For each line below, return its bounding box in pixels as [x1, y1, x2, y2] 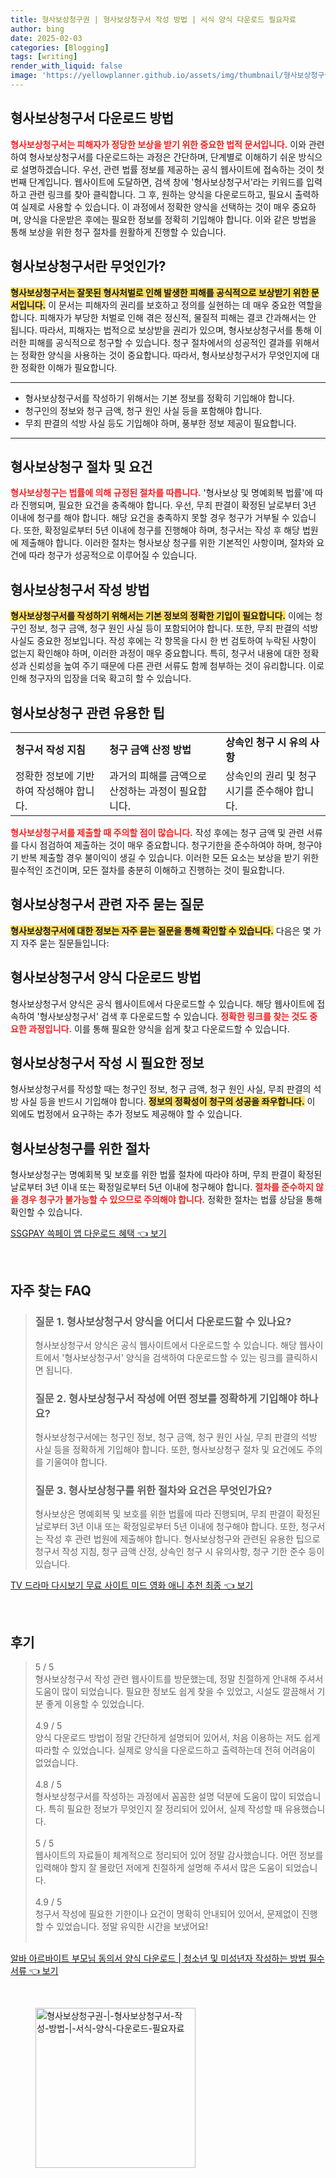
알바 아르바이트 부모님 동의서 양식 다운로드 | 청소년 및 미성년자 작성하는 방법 [10, 1952, 307, 1965]
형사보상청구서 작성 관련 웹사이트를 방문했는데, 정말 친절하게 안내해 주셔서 [34, 1673, 324, 1685]
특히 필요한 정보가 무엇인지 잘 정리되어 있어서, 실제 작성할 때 [48, 1803, 283, 1815]
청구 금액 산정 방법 [109, 742, 192, 756]
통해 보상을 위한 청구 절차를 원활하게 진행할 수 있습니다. [10, 226, 227, 238]
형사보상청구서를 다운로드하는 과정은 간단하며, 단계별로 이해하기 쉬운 [28, 151, 297, 163]
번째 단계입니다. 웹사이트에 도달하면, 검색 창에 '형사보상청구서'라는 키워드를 [10, 176, 305, 188]
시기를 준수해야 [225, 784, 293, 798]
